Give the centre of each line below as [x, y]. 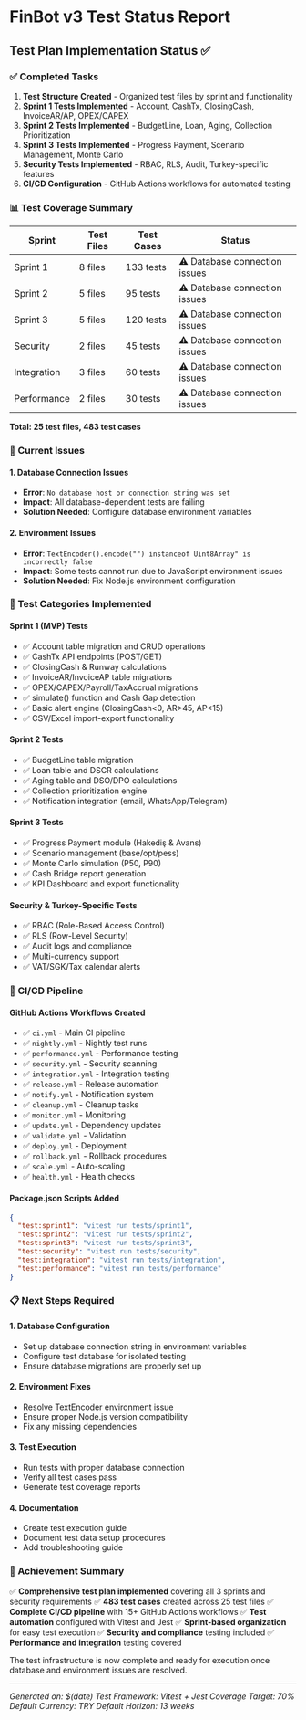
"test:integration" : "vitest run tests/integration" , [122, 1260]
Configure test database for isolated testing [104, 1356]
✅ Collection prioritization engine [85, 791]
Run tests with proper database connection [103, 1468]
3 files [92, 372]
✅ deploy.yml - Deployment [74, 1146]
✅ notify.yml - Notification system [88, 1095]
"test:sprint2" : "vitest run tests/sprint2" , [106, 1234]
